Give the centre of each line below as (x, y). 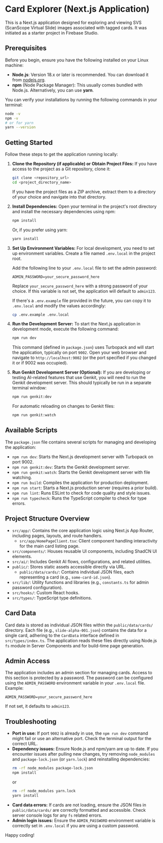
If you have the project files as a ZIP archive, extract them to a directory (84, 192)
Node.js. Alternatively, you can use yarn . (53, 90)
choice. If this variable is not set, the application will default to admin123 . (84, 291)
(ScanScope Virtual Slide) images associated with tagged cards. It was (76, 27)
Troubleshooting (31, 721)
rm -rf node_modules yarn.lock (44, 791)
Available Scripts (31, 430)
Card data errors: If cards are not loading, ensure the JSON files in (79, 805)
